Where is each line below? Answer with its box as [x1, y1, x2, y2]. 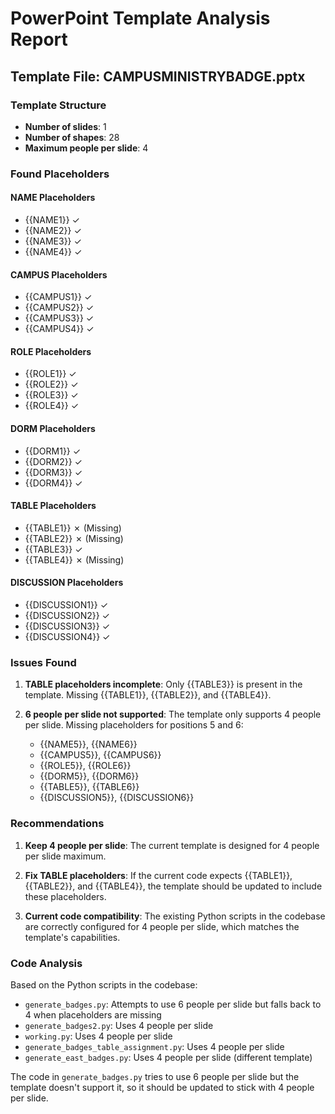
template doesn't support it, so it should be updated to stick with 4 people [10, 1081, 315, 1093]
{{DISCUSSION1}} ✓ [24, 599, 109, 611]
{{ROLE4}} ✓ [24, 400, 80, 412]
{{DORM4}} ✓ [24, 477, 83, 489]
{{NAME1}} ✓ [24, 214, 80, 226]
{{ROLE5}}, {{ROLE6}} [39, 760, 132, 772]
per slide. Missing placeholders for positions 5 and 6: [24, 719, 244, 731]
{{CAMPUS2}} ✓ [24, 302, 95, 314]
